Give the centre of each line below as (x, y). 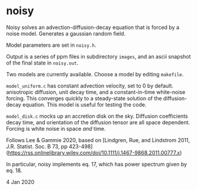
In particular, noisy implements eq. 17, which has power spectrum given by (97, 164)
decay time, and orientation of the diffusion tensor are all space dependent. (98, 122)
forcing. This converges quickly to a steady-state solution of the (84, 98)
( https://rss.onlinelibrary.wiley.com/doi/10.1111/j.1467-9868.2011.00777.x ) (94, 153)
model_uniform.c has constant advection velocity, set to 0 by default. (90, 86)
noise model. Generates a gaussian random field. (66, 33)
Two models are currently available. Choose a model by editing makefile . (95, 74)
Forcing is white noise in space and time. (56, 128)
